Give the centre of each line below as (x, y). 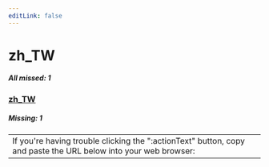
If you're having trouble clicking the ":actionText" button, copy (129, 141)
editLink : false (35, 16)
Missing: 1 (25, 118)
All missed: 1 (30, 78)
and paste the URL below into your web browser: (104, 151)
